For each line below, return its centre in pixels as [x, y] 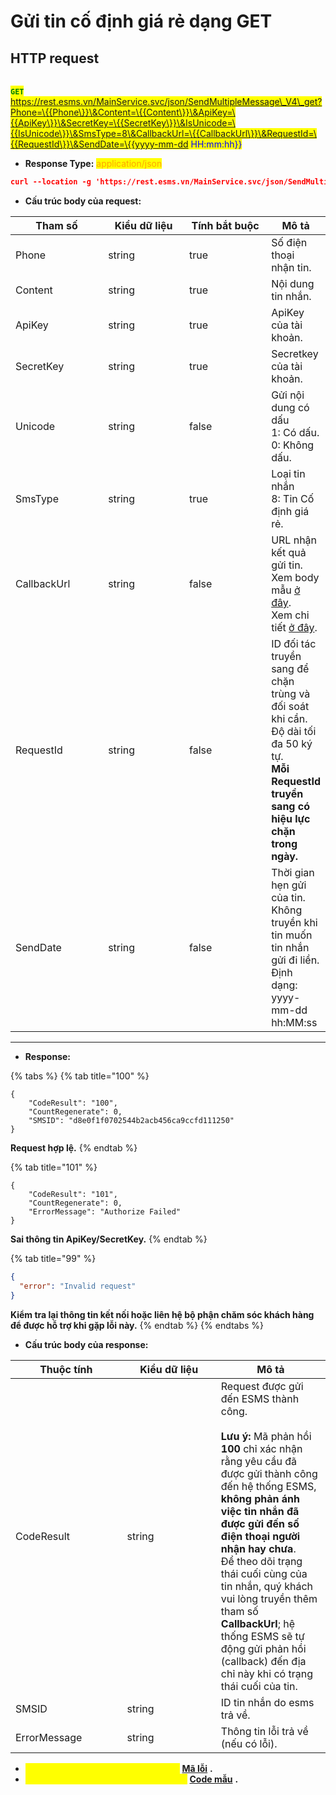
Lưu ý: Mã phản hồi [266, 1436]
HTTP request [55, 58]
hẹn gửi [289, 885]
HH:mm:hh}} [216, 144]
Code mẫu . [214, 1779]
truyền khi [294, 922]
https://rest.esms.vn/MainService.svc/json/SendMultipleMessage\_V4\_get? [166, 101]
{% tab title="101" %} [54, 1167]
